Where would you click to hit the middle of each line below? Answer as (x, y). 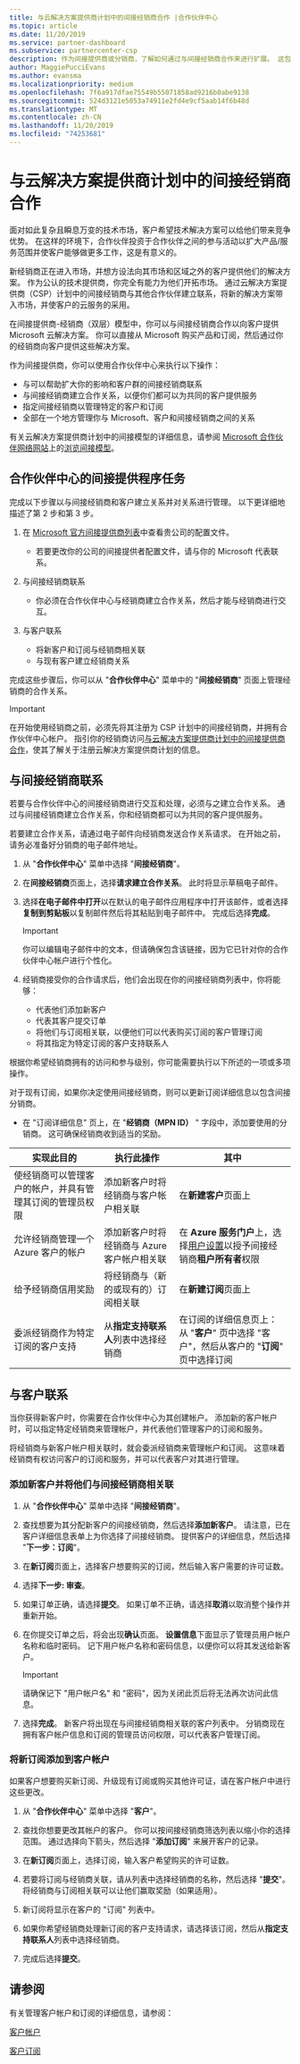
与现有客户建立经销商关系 (83, 660)
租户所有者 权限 (229, 1259)
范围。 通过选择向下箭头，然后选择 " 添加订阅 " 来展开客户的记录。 (142, 1841)
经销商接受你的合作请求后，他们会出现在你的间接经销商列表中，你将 (147, 979)
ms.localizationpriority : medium (71, 84)
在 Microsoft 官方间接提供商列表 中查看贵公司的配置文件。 (128, 532)
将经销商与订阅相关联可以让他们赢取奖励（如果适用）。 (122, 1890)
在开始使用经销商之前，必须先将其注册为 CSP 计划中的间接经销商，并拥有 (145, 727)
